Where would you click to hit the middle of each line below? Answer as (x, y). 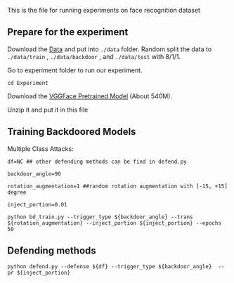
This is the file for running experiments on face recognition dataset (104, 10)
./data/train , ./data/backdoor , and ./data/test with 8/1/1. (94, 56)
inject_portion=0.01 (38, 204)
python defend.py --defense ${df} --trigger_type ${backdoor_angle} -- (116, 267)
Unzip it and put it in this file (48, 110)
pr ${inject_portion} (39, 273)
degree (17, 192)
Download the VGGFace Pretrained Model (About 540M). (90, 96)
